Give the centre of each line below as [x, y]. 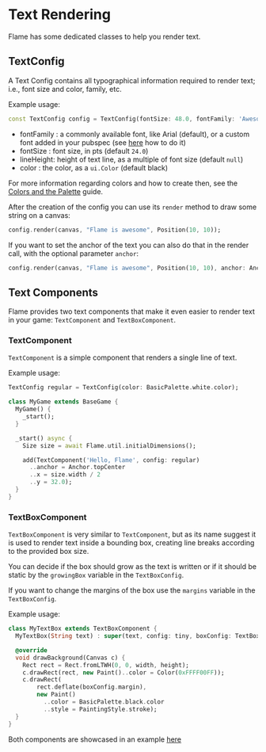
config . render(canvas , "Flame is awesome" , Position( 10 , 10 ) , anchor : [127, 268]
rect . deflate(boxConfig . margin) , [92, 687]
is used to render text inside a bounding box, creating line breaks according [131, 543]
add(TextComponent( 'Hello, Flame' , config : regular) [111, 460]
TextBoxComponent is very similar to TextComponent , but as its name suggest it [132, 534]
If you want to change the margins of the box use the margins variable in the [132, 590]
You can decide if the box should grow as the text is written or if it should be [133, 567]
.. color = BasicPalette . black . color [104, 702]
